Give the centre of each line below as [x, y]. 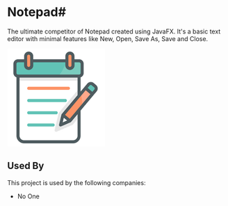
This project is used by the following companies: [76, 182]
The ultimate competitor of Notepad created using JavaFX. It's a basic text [114, 31]
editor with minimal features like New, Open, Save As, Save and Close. [108, 38]
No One [28, 196]
